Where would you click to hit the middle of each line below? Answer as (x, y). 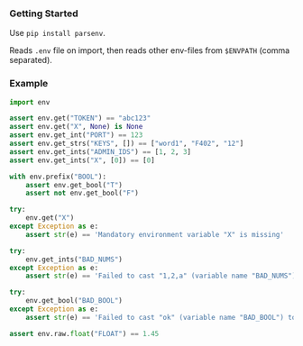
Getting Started (44, 14)
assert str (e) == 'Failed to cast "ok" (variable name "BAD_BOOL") (155, 317)
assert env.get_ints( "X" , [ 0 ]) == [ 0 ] (82, 160)
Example (29, 84)
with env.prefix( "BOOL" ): (58, 177)
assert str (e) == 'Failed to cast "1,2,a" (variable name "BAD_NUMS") (161, 276)
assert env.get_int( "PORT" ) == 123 (76, 135)
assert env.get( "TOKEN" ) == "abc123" (80, 118)
